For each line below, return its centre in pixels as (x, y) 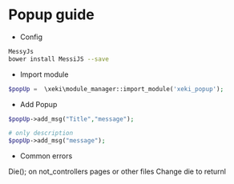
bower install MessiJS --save (59, 59)
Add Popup (38, 104)
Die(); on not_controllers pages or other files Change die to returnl (117, 172)
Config (31, 37)
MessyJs (21, 51)
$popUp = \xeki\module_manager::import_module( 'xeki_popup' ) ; (116, 89)
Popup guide (51, 15)
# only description (41, 134)
